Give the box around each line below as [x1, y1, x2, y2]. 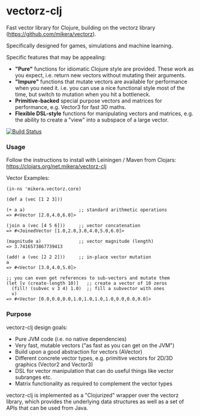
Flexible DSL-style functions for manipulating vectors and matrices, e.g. [14, 110, 193, 117]
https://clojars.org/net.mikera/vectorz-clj [6, 163, 107, 170]
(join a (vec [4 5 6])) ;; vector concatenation [6, 223, 141, 229]
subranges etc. [14, 373, 53, 381]
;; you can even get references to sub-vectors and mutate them [6, 275, 170, 281]
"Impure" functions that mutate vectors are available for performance [14, 78, 187, 85]
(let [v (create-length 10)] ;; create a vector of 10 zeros [6, 281, 168, 287]
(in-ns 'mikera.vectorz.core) [6, 186, 82, 192]
